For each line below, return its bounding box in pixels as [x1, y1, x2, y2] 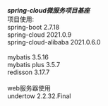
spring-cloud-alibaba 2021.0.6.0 [7, 38, 101, 46]
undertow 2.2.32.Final [7, 92, 71, 100]
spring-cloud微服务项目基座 [7, 6, 90, 14]
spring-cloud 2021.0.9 [7, 30, 72, 39]
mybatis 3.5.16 [7, 53, 49, 61]
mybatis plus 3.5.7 [7, 61, 61, 69]
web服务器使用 [7, 84, 51, 92]
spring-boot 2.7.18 [7, 23, 60, 31]
